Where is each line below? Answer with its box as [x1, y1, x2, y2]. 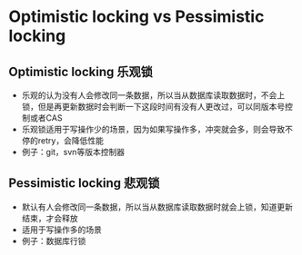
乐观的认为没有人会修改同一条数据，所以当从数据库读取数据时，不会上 [21, 90, 286, 101]
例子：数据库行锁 [21, 235, 86, 246]
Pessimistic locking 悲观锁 [8, 175, 160, 191]
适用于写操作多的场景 [21, 224, 102, 235]
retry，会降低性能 [37, 135, 104, 146]
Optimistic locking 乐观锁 [8, 64, 154, 79]
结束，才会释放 [21, 212, 78, 223]
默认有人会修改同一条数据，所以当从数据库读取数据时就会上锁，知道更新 [21, 201, 293, 212]
